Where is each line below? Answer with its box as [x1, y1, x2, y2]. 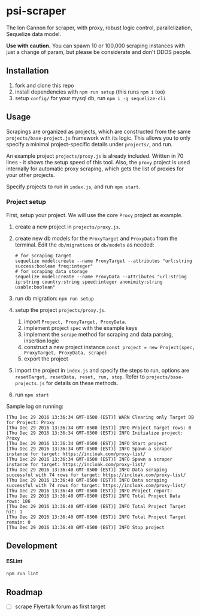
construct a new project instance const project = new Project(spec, [23, 343, 195, 350]
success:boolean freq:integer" [14, 263, 93, 269]
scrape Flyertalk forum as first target [14, 603, 106, 610]
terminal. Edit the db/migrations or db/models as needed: [14, 241, 154, 248]
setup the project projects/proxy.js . [14, 306, 106, 313]
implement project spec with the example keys [23, 324, 138, 331]
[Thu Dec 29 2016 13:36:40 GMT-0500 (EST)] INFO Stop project [6, 524, 165, 530]
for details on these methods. [46, 379, 119, 386]
